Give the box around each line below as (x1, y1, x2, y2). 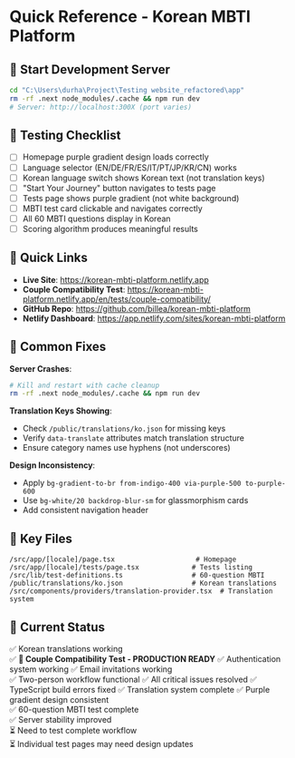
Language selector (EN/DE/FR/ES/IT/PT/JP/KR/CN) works (22, 161, 237, 173)
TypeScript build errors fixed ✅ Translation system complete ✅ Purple (9, 684, 271, 695)
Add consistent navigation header (22, 505, 149, 516)
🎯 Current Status (9, 619, 106, 635)
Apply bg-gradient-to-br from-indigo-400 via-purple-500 (22, 478, 242, 489)
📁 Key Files (9, 530, 72, 546)
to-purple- (244, 479, 287, 489)
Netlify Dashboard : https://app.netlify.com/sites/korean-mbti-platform (22, 313, 286, 324)
